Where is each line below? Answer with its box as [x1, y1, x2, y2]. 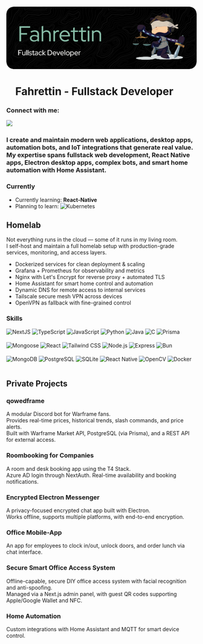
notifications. [6, 478, 39, 485]
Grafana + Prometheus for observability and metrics [14, 267, 145, 274]
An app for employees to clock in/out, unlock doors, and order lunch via [6, 542, 185, 550]
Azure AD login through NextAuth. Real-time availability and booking [6, 471, 176, 479]
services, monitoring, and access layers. [6, 249, 107, 256]
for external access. [6, 436, 56, 444]
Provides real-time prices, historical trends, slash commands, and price [6, 417, 184, 424]
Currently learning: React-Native [14, 196, 98, 203]
